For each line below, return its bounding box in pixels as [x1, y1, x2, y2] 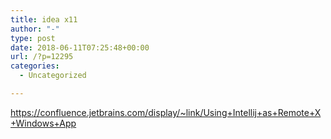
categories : [10, 61, 60, 71]
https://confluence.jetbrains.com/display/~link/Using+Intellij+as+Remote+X [10, 106, 322, 118]
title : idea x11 [10, 14, 78, 25]
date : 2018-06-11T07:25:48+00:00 [10, 42, 150, 53]
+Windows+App [10, 117, 77, 129]
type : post [10, 33, 56, 43]
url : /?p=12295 [10, 52, 74, 62]
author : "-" [10, 24, 60, 34]
